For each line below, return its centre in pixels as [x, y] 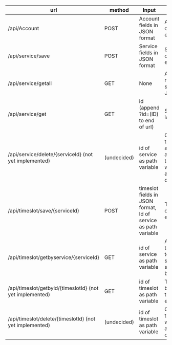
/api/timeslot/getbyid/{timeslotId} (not [53, 288]
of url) [146, 127]
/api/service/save [29, 56]
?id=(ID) [149, 114]
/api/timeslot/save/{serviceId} [44, 211]
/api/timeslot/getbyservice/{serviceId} [54, 257]
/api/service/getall [30, 83]
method [119, 10]
